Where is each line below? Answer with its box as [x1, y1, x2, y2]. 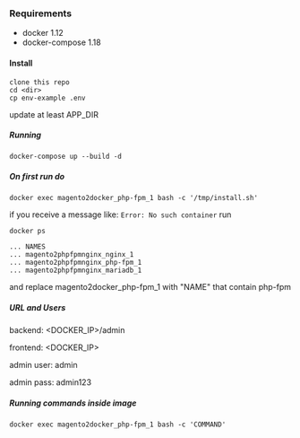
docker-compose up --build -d [9, 152, 123, 162]
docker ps [9, 227, 47, 236]
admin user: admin [9, 360, 78, 371]
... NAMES [9, 242, 47, 251]
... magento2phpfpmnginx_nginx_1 [9, 250, 134, 259]
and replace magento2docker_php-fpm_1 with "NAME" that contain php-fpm [9, 282, 292, 293]
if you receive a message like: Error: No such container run [9, 209, 232, 220]
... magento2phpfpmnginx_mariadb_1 [9, 266, 142, 276]
